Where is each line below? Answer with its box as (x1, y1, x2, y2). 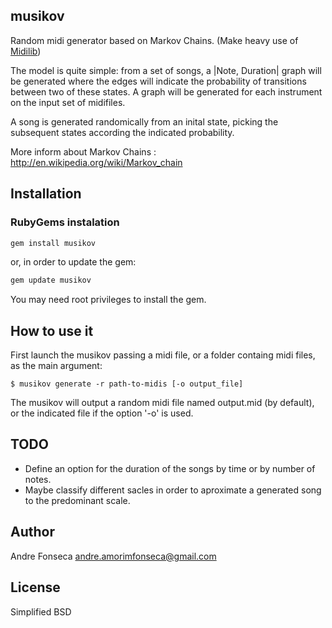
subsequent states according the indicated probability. (10, 126, 235, 138)
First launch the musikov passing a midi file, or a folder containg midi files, (10, 349, 316, 361)
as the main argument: (10, 360, 103, 372)
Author (10, 524, 55, 541)
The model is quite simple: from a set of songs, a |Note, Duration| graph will (10, 64, 322, 76)
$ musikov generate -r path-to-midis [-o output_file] (10, 379, 244, 389)
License (10, 579, 61, 596)
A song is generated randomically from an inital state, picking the (10, 115, 279, 128)
